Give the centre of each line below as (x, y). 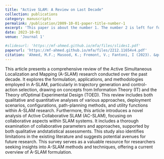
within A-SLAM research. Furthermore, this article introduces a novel (74, 110)
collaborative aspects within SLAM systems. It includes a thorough (72, 121)
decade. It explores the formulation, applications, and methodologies (74, 79)
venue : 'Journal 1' (25, 37)
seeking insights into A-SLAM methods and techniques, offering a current (79, 147)
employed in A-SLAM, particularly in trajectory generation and (68, 84)
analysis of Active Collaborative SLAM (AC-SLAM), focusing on (69, 115)
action (11, 90)
